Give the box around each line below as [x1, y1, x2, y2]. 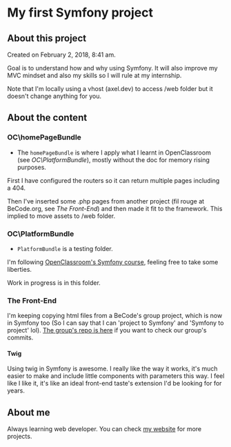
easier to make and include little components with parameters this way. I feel [7, 372, 225, 380]
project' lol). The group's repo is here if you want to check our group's [7, 326, 207, 335]
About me [7, 406, 50, 418]
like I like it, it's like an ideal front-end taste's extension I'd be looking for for [7, 379, 222, 388]
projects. [7, 433, 32, 441]
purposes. [17, 163, 47, 171]
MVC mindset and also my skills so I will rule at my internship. [7, 71, 182, 79]
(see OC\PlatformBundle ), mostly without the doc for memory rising [17, 155, 210, 163]
